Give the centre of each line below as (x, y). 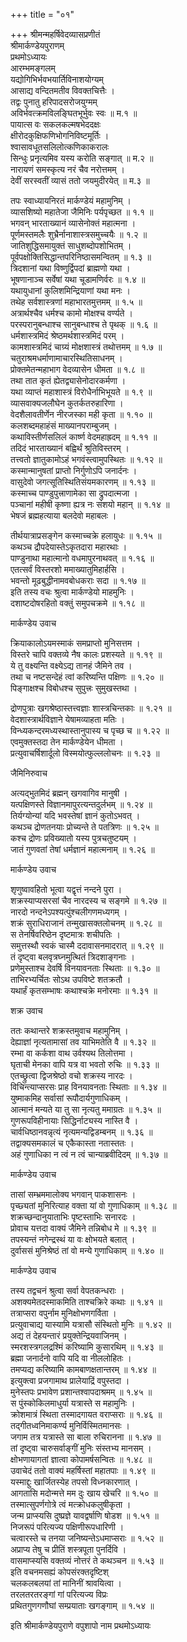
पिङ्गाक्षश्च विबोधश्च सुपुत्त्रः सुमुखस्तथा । (74, 688)
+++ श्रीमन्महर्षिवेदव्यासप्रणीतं (55, 34)
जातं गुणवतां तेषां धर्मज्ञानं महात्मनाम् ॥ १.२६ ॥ (82, 849)
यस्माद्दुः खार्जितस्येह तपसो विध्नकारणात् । (74, 1482)
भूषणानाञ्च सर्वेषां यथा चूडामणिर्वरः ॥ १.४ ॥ (78, 279)
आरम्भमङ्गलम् (33, 68)
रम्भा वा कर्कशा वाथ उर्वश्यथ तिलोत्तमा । (72, 1053)
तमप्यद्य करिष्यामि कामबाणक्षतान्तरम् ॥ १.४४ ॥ (83, 1369)
